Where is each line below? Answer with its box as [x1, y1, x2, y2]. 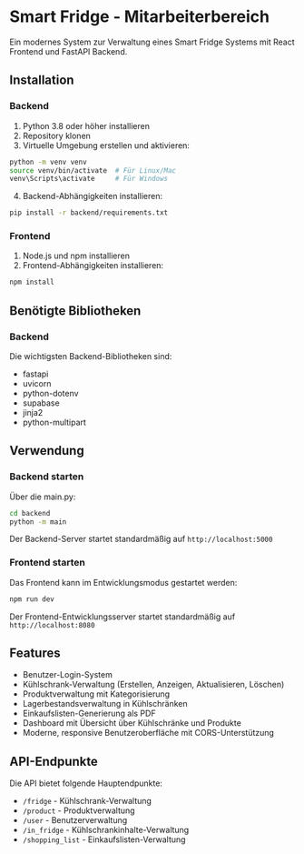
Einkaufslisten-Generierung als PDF [22, 708, 156, 719]
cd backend [9, 508, 51, 517]
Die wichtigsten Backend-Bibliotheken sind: [9, 350, 172, 361]
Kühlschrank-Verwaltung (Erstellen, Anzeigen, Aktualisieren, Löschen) [22, 679, 285, 690]
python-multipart [22, 417, 86, 427]
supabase [22, 397, 61, 408]
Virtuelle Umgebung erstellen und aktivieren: [22, 139, 191, 151]
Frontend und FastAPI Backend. [9, 45, 128, 56]
